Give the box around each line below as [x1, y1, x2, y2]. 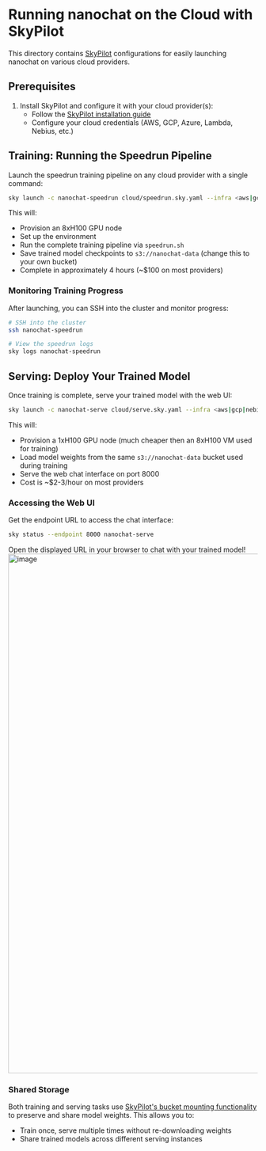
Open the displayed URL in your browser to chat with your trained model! [8, 545, 246, 555]
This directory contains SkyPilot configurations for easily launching [8, 48, 227, 58]
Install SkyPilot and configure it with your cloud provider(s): [19, 101, 214, 110]
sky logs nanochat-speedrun [8, 348, 101, 355]
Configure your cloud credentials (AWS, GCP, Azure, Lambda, [31, 117, 234, 127]
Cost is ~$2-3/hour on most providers [19, 477, 144, 487]
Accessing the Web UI [8, 497, 95, 508]
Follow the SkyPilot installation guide [31, 109, 151, 119]
